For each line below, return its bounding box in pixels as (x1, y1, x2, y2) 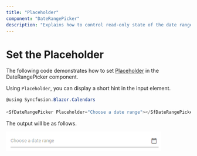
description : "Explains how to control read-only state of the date (6, 22, 177, 28)
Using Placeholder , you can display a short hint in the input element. (6, 85, 171, 92)
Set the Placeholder (6, 48, 104, 61)
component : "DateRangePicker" (6, 15, 80, 22)
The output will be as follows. (6, 120, 77, 127)
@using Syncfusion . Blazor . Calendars (6, 97, 96, 103)
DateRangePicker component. (6, 73, 79, 80)
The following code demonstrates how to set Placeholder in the (6, 67, 159, 74)
